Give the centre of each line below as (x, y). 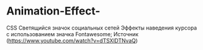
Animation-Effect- (53, 11)
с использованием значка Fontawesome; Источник (72, 34)
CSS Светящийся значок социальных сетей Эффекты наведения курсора (102, 28)
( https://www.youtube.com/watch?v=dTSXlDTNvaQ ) (72, 40)
